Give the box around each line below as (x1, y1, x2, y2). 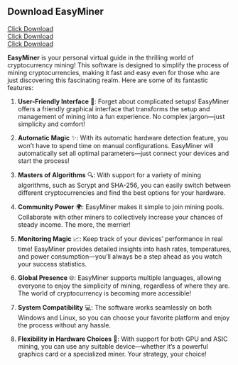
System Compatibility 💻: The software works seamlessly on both (17, 303, 212, 311)
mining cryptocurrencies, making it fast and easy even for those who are (7, 68, 220, 77)
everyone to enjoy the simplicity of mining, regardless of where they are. (17, 281, 230, 290)
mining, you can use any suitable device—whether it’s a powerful (17, 342, 208, 350)
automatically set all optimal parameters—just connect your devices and (17, 149, 229, 157)
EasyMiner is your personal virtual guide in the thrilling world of (7, 53, 194, 62)
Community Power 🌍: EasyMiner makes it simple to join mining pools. (17, 202, 225, 211)
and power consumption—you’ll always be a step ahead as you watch (17, 252, 222, 261)
